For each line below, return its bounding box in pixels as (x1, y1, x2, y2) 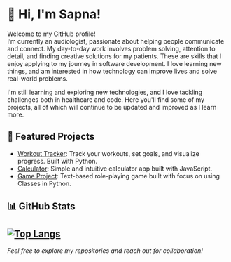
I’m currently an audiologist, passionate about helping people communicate (7, 37, 225, 45)
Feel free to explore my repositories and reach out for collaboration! (7, 246, 203, 255)
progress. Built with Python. (17, 157, 98, 165)
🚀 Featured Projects (7, 131, 95, 143)
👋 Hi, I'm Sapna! (7, 6, 101, 22)
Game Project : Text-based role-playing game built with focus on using (17, 171, 220, 180)
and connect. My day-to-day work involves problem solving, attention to (7, 44, 216, 53)
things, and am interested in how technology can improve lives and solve (7, 67, 218, 75)
